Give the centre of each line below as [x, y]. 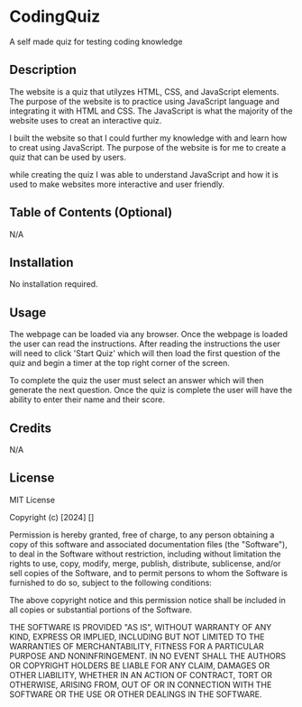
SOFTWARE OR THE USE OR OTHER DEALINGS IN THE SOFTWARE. [136, 694]
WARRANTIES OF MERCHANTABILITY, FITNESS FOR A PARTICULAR [137, 646]
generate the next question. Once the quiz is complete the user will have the [151, 390]
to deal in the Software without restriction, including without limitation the [145, 554]
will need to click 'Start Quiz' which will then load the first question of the [145, 353]
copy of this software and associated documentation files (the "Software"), [149, 544]
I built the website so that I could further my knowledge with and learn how [148, 138]
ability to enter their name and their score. [87, 399]
